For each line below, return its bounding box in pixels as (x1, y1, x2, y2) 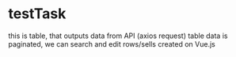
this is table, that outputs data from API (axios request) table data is (8, 31, 228, 40)
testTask (8, 5, 67, 23)
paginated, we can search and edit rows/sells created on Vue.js (8, 39, 215, 48)
